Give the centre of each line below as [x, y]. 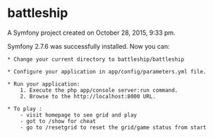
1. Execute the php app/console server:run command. [99, 90]
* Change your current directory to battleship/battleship [96, 59]
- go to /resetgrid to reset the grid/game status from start [113, 127]
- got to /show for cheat [58, 121]
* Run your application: [44, 84]
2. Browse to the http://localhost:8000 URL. [88, 96]
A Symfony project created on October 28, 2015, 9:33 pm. [91, 33]
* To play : [25, 109]
